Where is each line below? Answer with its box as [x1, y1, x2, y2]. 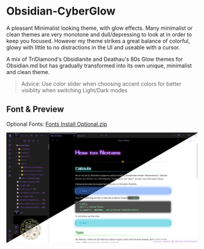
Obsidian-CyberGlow [6, 4, 116, 18]
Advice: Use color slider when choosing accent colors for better [21, 80, 182, 87]
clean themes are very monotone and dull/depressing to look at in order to [6, 30, 192, 38]
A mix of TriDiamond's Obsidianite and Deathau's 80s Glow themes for [6, 55, 183, 63]
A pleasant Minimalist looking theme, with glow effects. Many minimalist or [6, 24, 193, 32]
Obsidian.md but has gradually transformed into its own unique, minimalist [6, 62, 192, 69]
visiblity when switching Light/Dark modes [21, 86, 127, 94]
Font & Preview [6, 104, 64, 115]
